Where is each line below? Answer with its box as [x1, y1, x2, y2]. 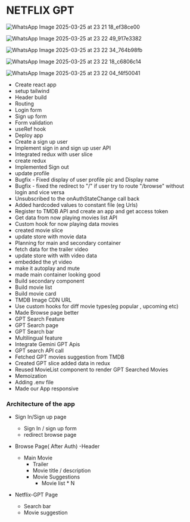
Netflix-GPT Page [14, 491, 58, 498]
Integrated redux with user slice [14, 150, 93, 158]
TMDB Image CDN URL [14, 296, 72, 303]
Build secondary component [14, 277, 85, 284]
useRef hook [14, 125, 46, 132]
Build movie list [14, 284, 52, 291]
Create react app [14, 81, 57, 88]
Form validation [14, 119, 54, 126]
